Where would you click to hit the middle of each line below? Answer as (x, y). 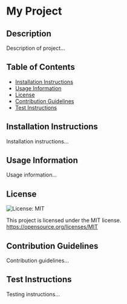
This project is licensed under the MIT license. (64, 220)
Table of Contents (41, 67)
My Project (34, 11)
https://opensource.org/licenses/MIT (52, 227)
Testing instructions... (33, 294)
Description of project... (36, 48)
